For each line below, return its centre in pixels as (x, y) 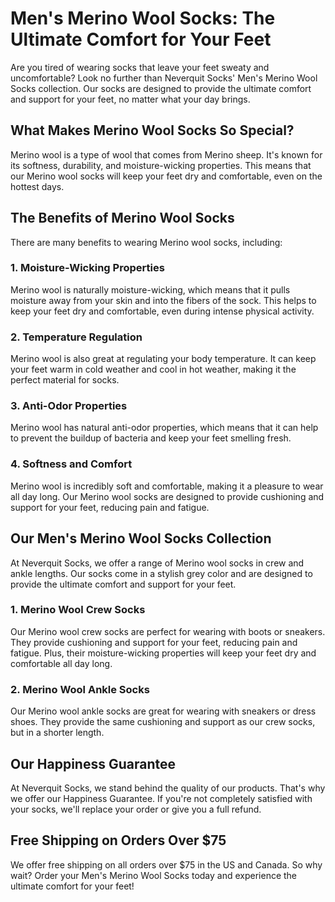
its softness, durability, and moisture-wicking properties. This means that (161, 165)
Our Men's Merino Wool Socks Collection (141, 538)
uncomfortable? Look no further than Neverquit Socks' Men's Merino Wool (164, 78)
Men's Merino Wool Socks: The (143, 18)
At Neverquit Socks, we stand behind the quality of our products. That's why (168, 788)
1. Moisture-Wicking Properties (87, 268)
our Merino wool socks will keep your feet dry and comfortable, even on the (166, 176)
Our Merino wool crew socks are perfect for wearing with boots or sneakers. (168, 631)
